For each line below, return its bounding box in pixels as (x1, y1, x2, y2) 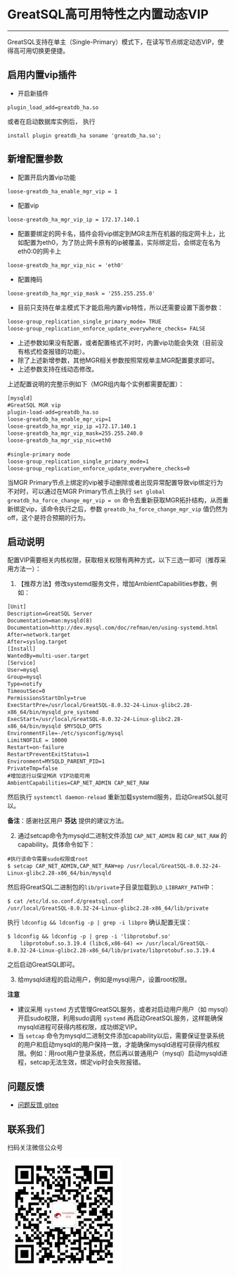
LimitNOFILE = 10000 (7, 737, 68, 744)
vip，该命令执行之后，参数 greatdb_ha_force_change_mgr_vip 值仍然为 (25, 504, 228, 513)
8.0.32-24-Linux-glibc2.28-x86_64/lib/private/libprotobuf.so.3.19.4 (7, 947, 216, 954)
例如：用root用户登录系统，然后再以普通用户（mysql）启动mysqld (29, 1049, 222, 1057)
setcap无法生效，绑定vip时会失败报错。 (29, 1058, 145, 1067)
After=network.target (7, 631, 71, 639)
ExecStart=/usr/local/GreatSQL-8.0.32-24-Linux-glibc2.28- (7, 716, 184, 723)
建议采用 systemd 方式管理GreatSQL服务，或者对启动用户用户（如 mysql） (17, 1005, 229, 1014)
